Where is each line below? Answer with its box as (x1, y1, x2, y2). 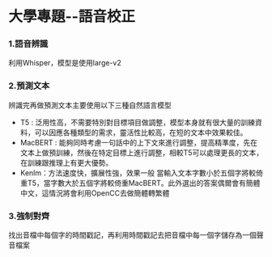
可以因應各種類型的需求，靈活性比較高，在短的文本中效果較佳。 (34, 127, 248, 137)
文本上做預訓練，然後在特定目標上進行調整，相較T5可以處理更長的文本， (19, 147, 264, 158)
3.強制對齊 (8, 210, 50, 221)
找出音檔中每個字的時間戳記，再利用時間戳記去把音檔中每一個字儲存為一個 (8, 230, 257, 240)
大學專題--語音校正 (8, 7, 136, 26)
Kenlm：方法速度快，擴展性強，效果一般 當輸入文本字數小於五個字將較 (19, 167, 257, 178)
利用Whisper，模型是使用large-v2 (8, 58, 121, 68)
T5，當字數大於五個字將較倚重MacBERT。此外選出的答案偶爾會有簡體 (27, 178, 261, 187)
